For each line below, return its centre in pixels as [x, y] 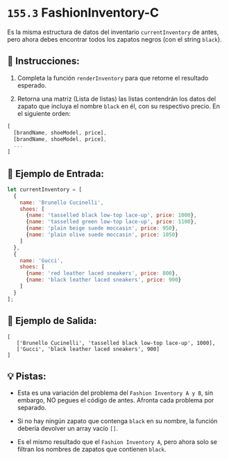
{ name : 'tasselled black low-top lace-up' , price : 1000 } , [111, 215]
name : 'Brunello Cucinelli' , [62, 203]
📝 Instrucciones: [43, 61]
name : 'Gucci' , [42, 261]
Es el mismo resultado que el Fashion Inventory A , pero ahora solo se [117, 442]
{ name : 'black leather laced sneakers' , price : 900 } [103, 280]
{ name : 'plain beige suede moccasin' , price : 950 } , [102, 228]
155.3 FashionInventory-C [83, 13]
